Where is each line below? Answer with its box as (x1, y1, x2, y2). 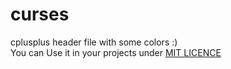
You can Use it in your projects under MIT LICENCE (10, 46, 222, 58)
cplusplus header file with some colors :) (10, 36, 178, 48)
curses (10, 3, 70, 26)
